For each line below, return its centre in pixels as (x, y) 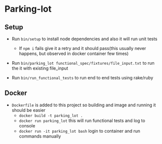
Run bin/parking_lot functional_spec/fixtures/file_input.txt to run (83, 63)
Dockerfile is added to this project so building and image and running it (84, 105)
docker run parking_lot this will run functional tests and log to (82, 120)
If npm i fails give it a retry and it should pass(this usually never (82, 48)
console (27, 125)
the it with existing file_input (40, 68)
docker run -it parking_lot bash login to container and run (80, 131)
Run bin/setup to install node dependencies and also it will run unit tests (84, 39)
